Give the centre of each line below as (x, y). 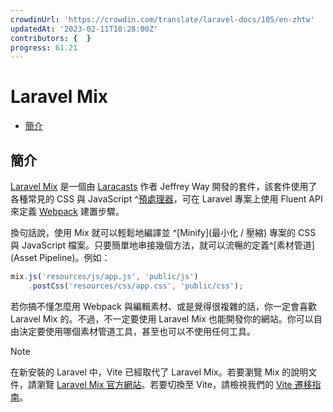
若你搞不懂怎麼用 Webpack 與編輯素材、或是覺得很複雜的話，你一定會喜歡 (163, 306)
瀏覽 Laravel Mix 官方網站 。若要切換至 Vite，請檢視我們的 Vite (164, 384)
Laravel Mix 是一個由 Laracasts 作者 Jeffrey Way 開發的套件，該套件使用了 (164, 186)
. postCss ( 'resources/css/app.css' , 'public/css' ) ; (136, 286)
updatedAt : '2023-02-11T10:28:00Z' (84, 29)
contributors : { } (51, 38)
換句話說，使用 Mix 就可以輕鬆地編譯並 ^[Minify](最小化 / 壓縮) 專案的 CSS (163, 232)
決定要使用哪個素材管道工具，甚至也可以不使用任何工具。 (137, 331)
